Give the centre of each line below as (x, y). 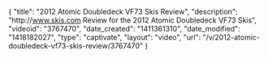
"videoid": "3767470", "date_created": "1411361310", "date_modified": (125, 29)
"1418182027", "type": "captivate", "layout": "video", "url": (105, 37)
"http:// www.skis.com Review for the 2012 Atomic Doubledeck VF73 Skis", (133, 20)
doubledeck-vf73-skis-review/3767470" (76, 46)
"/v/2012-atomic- (231, 37)
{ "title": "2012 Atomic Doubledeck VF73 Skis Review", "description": (123, 12)
